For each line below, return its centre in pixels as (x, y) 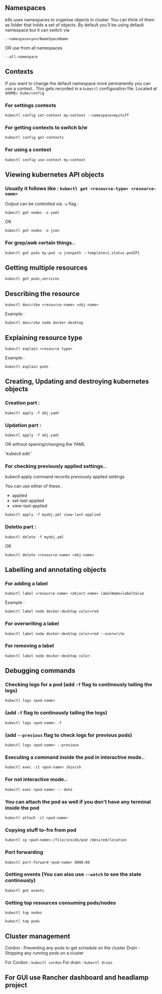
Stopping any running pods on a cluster (44, 953)
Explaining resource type (44, 337)
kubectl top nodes (24, 913)
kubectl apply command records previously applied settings (65, 477)
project (16, 985)
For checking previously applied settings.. (56, 466)
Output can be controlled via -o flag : (42, 204)
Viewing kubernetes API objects (55, 174)
